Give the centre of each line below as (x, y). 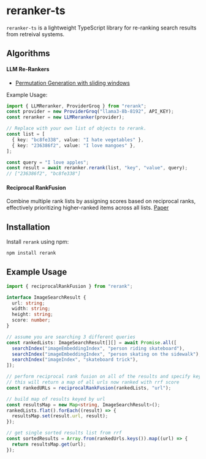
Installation (28, 227)
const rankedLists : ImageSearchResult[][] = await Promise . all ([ (91, 342)
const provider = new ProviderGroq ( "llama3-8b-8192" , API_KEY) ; (90, 112)
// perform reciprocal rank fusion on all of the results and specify (98, 377)
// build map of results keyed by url (56, 399)
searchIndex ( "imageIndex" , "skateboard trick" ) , (75, 360)
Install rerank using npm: (38, 242)
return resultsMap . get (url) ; (49, 444)
